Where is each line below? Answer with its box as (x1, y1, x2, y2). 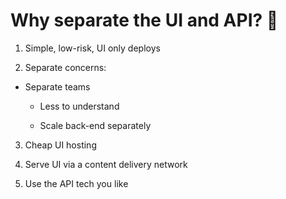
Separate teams (24, 80, 91, 93)
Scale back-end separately (39, 119, 152, 131)
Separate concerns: (24, 61, 107, 73)
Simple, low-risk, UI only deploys (24, 42, 161, 54)
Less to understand (39, 100, 120, 112)
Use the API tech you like (24, 177, 129, 189)
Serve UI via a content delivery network (24, 158, 188, 170)
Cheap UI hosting (24, 139, 97, 151)
